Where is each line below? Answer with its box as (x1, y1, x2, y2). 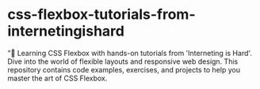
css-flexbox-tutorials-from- (7, 6, 196, 24)
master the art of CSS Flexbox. (7, 73, 108, 83)
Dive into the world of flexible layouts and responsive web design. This (7, 57, 239, 66)
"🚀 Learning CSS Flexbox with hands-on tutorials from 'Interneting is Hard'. (7, 48, 253, 57)
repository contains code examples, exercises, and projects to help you (7, 65, 241, 74)
